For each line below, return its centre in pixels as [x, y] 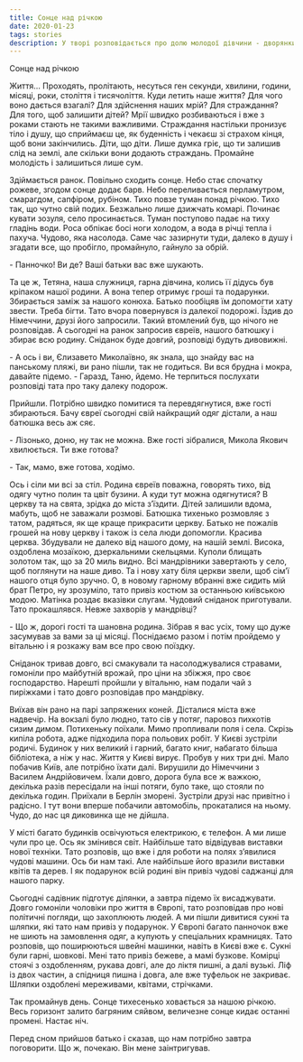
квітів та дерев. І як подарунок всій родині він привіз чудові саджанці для [151, 871]
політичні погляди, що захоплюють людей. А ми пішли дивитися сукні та [150, 918]
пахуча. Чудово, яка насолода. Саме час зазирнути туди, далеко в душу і [151, 238]
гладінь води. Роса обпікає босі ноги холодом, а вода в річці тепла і [141, 228]
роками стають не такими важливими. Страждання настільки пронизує [148, 125]
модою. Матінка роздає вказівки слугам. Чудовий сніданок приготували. [151, 600]
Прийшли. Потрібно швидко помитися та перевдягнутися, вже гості [141, 403]
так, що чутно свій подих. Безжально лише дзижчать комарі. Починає [145, 209]
